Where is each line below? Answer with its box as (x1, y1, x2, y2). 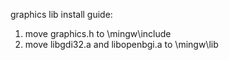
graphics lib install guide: (10, 9, 113, 20)
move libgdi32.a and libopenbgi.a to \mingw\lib (24, 39, 219, 50)
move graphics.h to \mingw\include (24, 28, 172, 39)
